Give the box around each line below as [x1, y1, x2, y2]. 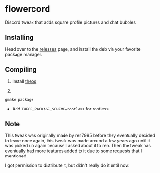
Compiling [5, 65, 37, 74]
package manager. [5, 51, 43, 57]
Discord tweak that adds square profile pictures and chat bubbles [5, 19, 136, 25]
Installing [5, 33, 34, 42]
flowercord [5, 3, 50, 15]
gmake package [5, 97, 34, 102]
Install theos [12, 79, 37, 84]
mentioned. [5, 153, 28, 159]
